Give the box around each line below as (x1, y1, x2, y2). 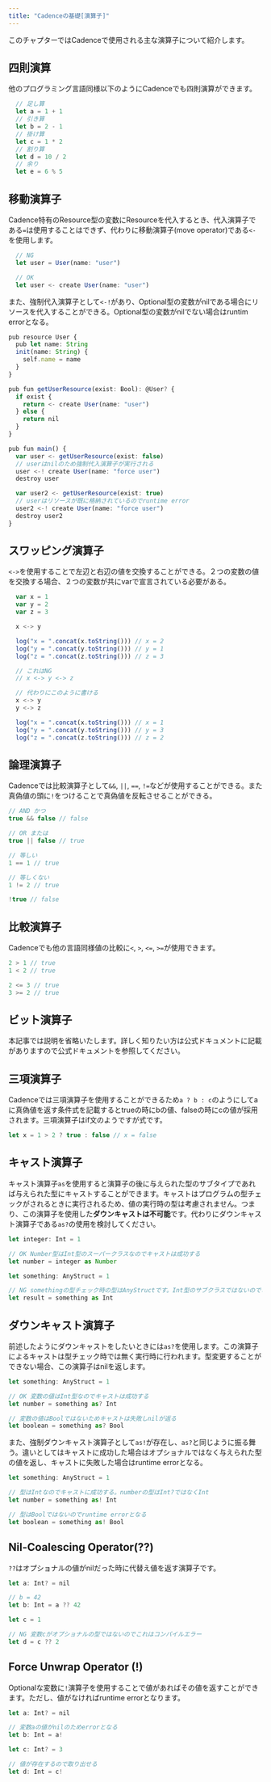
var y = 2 (15, 600, 48, 609)
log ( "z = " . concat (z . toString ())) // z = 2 (15, 733, 164, 742)
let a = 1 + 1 (15, 107, 63, 116)
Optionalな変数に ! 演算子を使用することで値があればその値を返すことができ (8, 1683, 259, 1692)
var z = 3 (15, 608, 48, 617)
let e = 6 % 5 (15, 167, 63, 176)
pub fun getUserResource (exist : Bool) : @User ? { (8, 385, 175, 393)
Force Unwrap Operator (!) (8, 1660, 144, 1674)
